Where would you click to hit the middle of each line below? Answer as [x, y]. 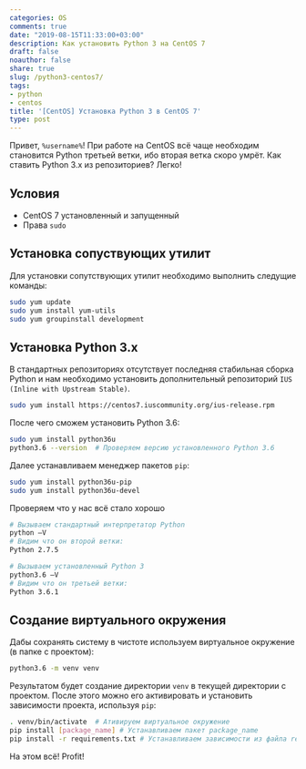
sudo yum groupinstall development [77, 319]
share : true [32, 69]
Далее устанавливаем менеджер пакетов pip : [99, 465]
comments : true [38, 26]
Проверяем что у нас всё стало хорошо [87, 508]
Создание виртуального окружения [118, 620]
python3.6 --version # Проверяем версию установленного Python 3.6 [142, 447]
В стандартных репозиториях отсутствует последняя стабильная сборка [152, 369]
